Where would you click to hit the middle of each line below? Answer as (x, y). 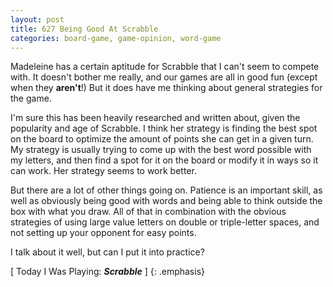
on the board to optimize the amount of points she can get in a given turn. (162, 139)
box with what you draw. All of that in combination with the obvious (148, 212)
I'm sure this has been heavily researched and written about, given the (155, 118)
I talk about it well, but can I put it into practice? (107, 252)
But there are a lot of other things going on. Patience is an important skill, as (166, 190)
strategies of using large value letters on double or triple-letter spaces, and (165, 222)
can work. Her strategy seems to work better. (103, 171)
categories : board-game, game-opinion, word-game (116, 38)
